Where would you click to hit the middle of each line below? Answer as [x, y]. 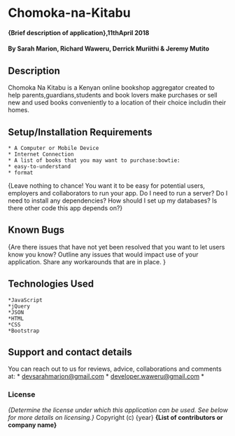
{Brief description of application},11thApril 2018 [79, 32]
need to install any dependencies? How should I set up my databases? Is [113, 200]
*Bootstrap [24, 331]
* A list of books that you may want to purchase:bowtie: [94, 161]
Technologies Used [51, 284]
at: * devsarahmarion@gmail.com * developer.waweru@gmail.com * [106, 376]
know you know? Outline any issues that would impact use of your [103, 254]
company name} [33, 425]
